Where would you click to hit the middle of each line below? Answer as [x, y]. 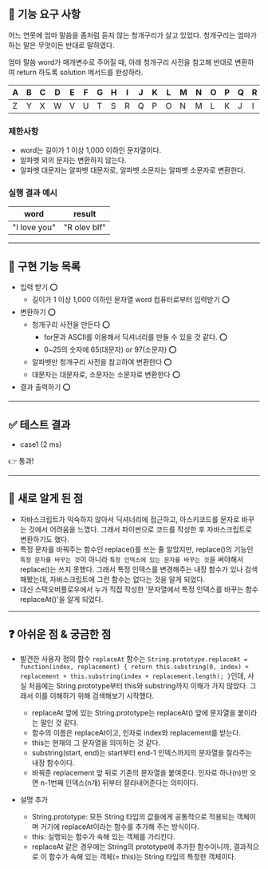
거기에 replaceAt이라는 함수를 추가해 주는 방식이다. [120, 827]
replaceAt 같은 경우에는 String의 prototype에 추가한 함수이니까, [132, 847]
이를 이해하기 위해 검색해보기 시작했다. [95, 696]
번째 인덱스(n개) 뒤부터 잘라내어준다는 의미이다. [124, 783]
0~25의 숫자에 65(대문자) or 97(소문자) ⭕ [110, 349]
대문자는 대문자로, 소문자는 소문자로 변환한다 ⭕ [106, 375]
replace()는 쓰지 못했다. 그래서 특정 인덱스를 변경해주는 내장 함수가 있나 [131, 569]
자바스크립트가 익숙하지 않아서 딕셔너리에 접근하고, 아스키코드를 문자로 [130, 519]
